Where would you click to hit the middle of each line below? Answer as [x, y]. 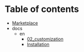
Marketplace [25, 23]
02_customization [45, 39]
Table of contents [42, 9]
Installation [38, 44]
